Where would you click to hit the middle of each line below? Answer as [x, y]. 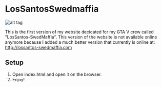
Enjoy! [18, 79]
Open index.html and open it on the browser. [57, 74]
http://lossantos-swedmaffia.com [39, 47]
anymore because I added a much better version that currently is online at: [80, 42]
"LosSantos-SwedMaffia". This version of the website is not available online [81, 37]
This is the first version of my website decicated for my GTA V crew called [79, 32]
